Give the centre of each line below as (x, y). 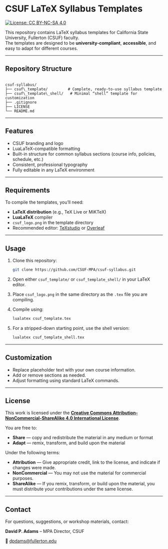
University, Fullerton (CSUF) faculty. (42, 38)
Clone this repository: (34, 261)
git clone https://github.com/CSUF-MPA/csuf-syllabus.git (74, 270)
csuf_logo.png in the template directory (53, 223)
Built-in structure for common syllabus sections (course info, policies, (84, 154)
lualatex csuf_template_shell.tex (48, 337)
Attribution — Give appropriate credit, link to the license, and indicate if (86, 462)
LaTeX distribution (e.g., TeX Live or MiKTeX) (59, 212)
